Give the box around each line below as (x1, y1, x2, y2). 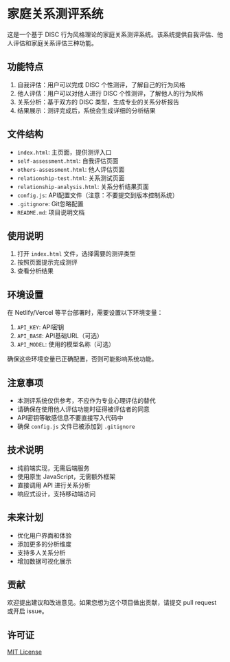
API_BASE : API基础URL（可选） (16, 331, 103, 340)
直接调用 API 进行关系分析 (16, 481, 91, 489)
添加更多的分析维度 (16, 540, 72, 548)
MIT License (7, 648, 43, 657)
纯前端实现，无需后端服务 (16, 463, 90, 472)
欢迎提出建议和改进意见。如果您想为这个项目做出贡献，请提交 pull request (7, 599, 217, 607)
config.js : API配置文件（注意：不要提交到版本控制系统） (16, 190, 179, 199)
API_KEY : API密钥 (16, 323, 65, 331)
